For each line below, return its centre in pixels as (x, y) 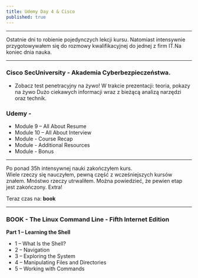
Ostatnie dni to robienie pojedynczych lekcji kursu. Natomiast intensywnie (96, 40)
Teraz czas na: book (31, 199)
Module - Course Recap (44, 139)
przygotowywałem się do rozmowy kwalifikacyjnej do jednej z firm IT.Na (94, 45)
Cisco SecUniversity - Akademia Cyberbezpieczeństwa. (88, 73)
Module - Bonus (34, 152)
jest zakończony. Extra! (34, 187)
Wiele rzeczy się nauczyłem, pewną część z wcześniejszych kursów (89, 175)
